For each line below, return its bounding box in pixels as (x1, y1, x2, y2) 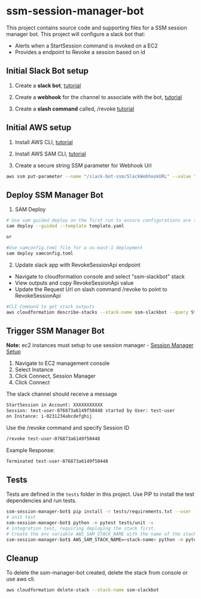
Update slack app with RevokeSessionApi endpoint (14, 261, 141, 268)
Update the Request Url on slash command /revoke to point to (14, 285, 167, 292)
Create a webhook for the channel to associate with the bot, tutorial (14, 93, 182, 100)
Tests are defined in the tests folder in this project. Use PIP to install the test (6, 491, 194, 498)
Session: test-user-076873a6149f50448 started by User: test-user (6, 408, 175, 414)
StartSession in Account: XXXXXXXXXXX (6, 402, 103, 408)
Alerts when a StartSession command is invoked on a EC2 (14, 42, 159, 49)
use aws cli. (6, 575, 36, 583)
